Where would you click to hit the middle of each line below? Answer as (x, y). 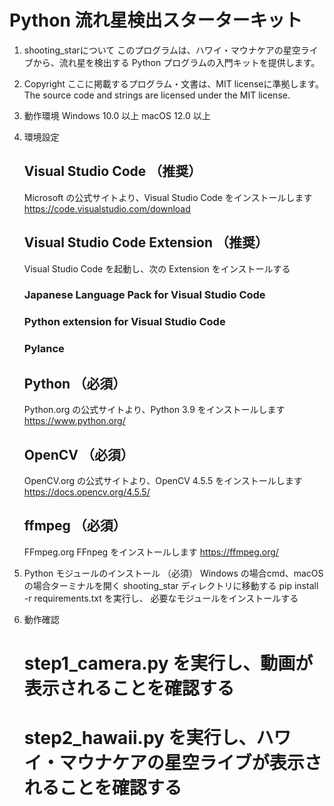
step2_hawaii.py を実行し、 (140, 738)
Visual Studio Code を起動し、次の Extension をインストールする (157, 268)
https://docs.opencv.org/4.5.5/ (87, 492)
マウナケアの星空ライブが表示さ (190, 763)
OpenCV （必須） (78, 454)
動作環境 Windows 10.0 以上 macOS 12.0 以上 (117, 115)
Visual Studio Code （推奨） (112, 171)
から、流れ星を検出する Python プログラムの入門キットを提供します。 (176, 62)
